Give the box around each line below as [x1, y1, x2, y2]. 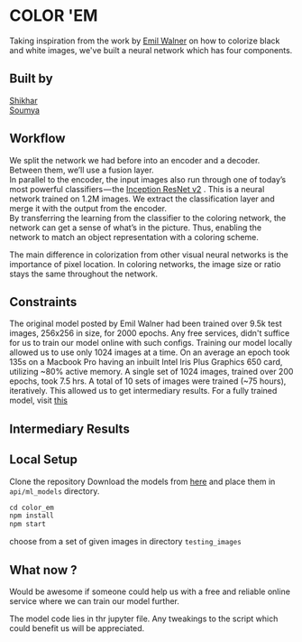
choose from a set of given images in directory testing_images [9, 536, 242, 547]
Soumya [9, 105, 41, 116]
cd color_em [9, 503, 54, 512]
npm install [9, 511, 54, 520]
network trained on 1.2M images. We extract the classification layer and [9, 193, 275, 204]
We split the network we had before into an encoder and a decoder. [9, 154, 261, 165]
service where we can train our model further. [9, 596, 180, 607]
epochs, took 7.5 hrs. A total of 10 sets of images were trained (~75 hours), [9, 376, 287, 386]
